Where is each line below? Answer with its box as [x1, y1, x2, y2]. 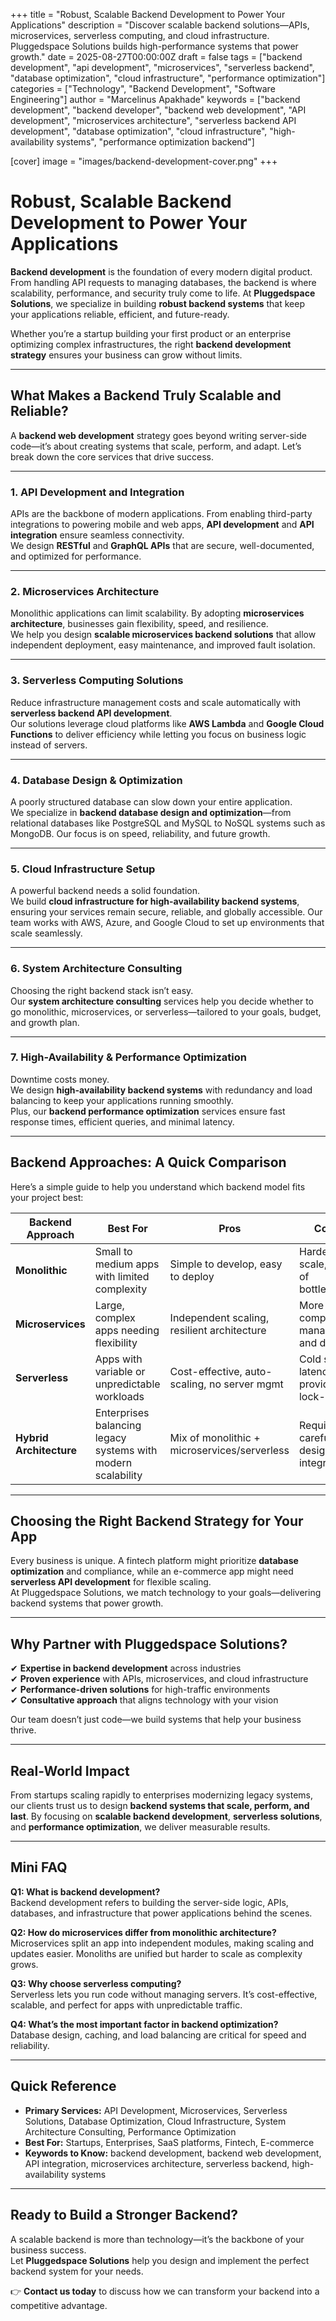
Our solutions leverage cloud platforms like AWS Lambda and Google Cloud [10, 717, 325, 729]
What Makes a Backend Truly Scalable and [10, 387, 282, 404]
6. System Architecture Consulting [10, 962, 183, 976]
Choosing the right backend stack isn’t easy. [10, 984, 194, 996]
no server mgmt [208, 1377, 284, 1391]
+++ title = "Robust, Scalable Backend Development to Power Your [10, 9, 286, 20]
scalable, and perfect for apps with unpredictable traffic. [10, 1999, 243, 2011]
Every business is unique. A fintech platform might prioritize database [10, 1555, 299, 1567]
